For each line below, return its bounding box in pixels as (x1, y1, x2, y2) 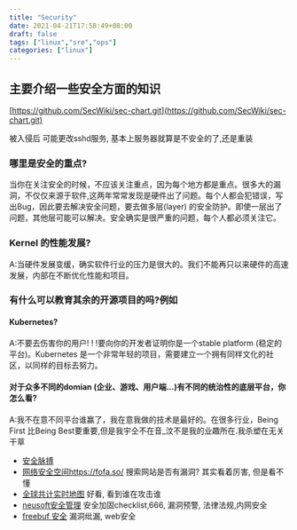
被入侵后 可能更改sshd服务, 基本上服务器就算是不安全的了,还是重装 (9, 132, 254, 143)
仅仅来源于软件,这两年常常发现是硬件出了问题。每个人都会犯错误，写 (32, 190, 284, 201)
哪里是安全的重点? (9, 157, 88, 170)
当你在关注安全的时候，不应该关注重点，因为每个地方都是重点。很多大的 (9, 179, 273, 190)
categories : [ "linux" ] (9, 46, 93, 55)
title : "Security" (9, 12, 77, 22)
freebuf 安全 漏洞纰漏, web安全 (21, 510, 137, 521)
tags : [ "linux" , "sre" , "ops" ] (9, 37, 117, 47)
